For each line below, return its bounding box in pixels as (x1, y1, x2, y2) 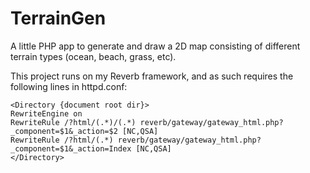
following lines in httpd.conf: (10, 80, 128, 92)
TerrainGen (10, 7, 107, 30)
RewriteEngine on (10, 108, 83, 119)
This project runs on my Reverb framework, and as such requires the (10, 70, 294, 82)
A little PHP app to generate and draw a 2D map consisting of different (10, 40, 301, 52)
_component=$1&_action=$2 (10, 126, 118, 136)
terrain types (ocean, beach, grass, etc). (10, 50, 177, 62)
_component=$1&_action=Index (10, 143, 132, 154)
